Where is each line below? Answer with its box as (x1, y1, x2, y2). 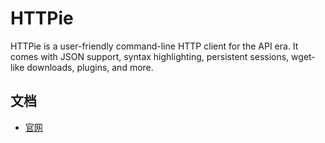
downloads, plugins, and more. (26, 61, 154, 73)
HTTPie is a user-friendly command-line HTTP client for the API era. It (10, 40, 299, 52)
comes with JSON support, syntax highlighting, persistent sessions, (10, 50, 290, 62)
